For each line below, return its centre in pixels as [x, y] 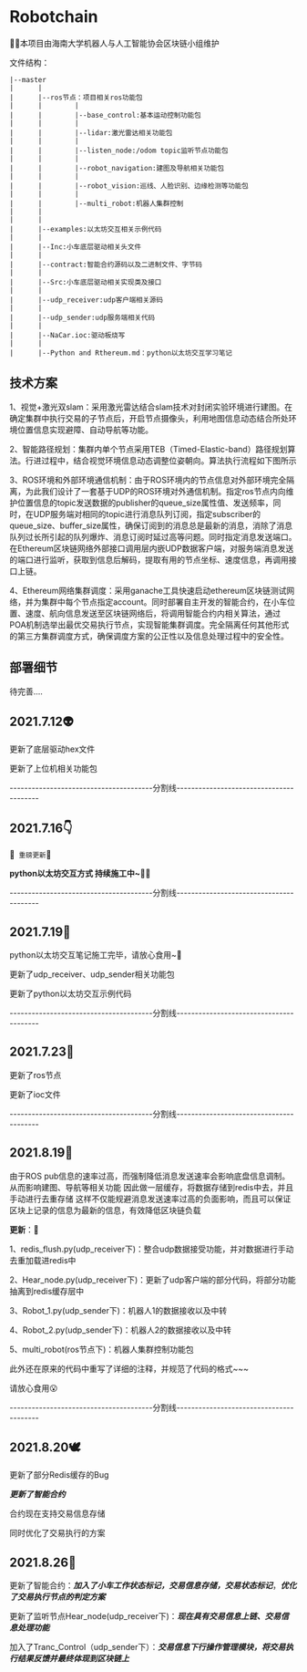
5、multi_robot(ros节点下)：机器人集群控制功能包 [102, 1349]
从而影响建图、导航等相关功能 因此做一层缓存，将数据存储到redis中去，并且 [152, 1187]
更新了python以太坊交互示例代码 [71, 993]
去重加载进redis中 [43, 1260]
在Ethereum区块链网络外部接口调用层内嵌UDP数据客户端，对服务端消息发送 [152, 548]
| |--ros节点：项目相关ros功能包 [76, 98]
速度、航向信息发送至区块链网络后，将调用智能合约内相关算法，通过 [153, 613]
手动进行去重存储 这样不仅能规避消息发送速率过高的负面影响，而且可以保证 [150, 1199]
